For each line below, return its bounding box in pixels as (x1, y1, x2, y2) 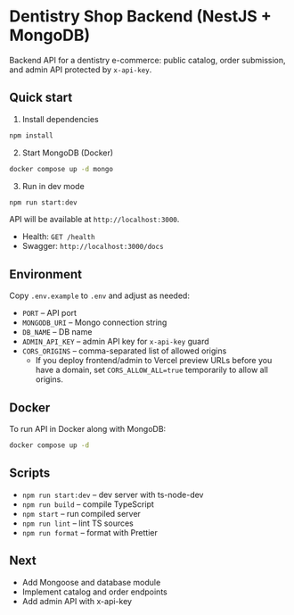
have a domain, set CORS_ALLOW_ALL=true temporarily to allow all (35, 364, 269, 376)
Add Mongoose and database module (21, 577, 161, 587)
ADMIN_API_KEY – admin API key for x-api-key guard (21, 337, 209, 347)
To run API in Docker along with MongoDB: (9, 424, 167, 434)
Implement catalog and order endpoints (21, 586, 167, 597)
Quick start (9, 90, 73, 105)
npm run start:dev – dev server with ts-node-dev (21, 489, 204, 500)
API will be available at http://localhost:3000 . (9, 214, 180, 225)
